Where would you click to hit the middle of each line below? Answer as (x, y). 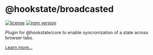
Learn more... (19, 47)
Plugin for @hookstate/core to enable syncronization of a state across (77, 32)
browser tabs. (19, 38)
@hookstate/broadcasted (60, 9)
